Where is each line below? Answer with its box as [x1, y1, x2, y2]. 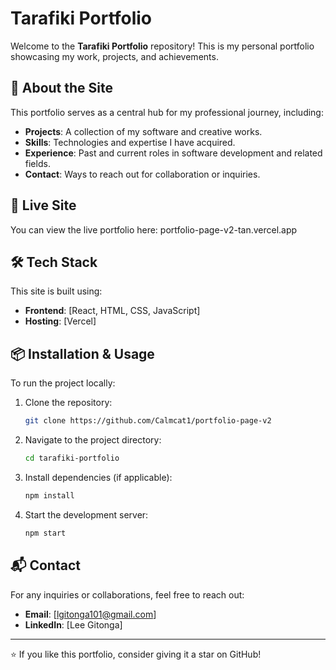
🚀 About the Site [10, 80, 114, 97]
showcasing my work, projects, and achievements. [10, 50, 219, 62]
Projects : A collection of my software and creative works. [24, 125, 263, 137]
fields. [24, 157, 51, 169]
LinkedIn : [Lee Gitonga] [24, 618, 123, 631]
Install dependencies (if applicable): [24, 471, 173, 483]
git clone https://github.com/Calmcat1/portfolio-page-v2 [24, 416, 272, 426]
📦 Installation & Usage [10, 345, 155, 362]
